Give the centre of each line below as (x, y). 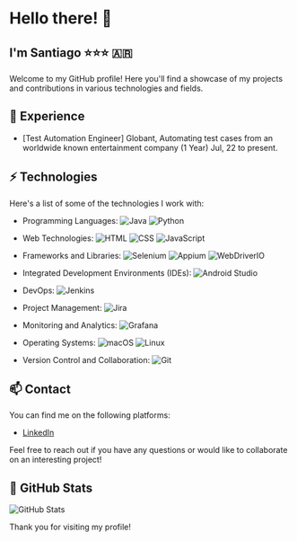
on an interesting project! (56, 460)
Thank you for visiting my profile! (70, 527)
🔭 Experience (47, 116)
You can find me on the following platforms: (90, 415)
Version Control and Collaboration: (86, 359)
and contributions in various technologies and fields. (106, 88)
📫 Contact (40, 390)
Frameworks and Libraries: (72, 255)
